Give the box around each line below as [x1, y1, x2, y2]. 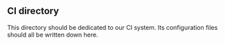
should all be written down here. [7, 30, 98, 39]
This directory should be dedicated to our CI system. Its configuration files [7, 23, 218, 31]
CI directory [7, 5, 60, 17]
